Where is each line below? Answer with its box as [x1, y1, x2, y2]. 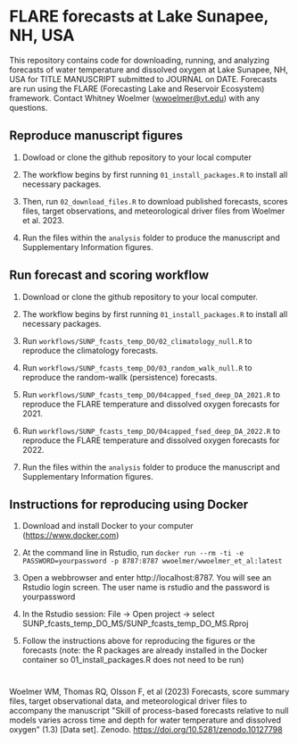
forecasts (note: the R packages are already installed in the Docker [21, 645, 268, 656]
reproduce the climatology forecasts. [21, 345, 159, 355]
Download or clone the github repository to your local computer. [21, 291, 259, 302]
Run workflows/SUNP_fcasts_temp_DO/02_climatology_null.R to [21, 335, 252, 346]
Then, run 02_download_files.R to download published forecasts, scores [21, 196, 288, 206]
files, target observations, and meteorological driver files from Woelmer [21, 205, 286, 216]
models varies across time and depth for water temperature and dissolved [9, 715, 281, 725]
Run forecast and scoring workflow [9, 268, 210, 283]
